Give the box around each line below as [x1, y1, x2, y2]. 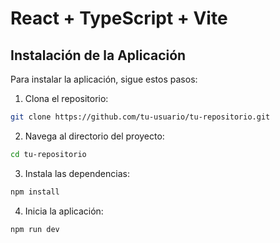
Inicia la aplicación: [24, 205, 104, 217]
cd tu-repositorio [10, 149, 87, 159]
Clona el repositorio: [24, 93, 109, 104]
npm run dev [10, 224, 60, 234]
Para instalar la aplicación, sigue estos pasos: [10, 73, 198, 85]
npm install [10, 187, 60, 197]
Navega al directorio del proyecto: [24, 130, 165, 142]
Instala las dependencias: [24, 167, 130, 179]
